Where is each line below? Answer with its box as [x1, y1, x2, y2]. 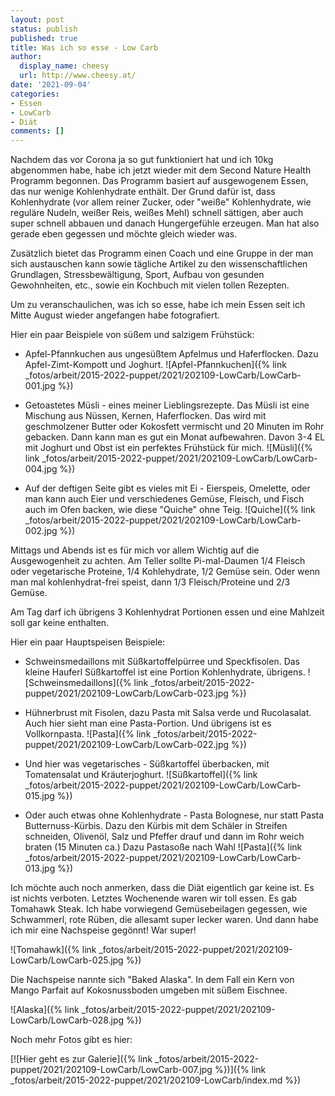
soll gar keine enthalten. [10, 617, 110, 629]
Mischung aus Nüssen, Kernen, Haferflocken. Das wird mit [24, 410, 267, 422]
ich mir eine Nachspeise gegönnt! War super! [10, 924, 197, 936]
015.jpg [24, 790, 55, 802]
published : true [10, 33, 78, 43]
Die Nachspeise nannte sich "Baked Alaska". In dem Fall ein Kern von [10, 974, 295, 986]
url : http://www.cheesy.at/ [19, 71, 137, 81]
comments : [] [10, 126, 65, 136]
